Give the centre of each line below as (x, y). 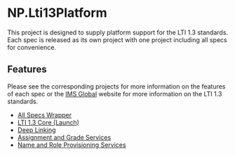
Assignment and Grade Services (64, 137)
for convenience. (32, 47)
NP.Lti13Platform (57, 13)
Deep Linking (36, 130)
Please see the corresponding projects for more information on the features (116, 86)
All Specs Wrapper (45, 115)
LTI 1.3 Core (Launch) (48, 122)
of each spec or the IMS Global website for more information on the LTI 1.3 (115, 93)
